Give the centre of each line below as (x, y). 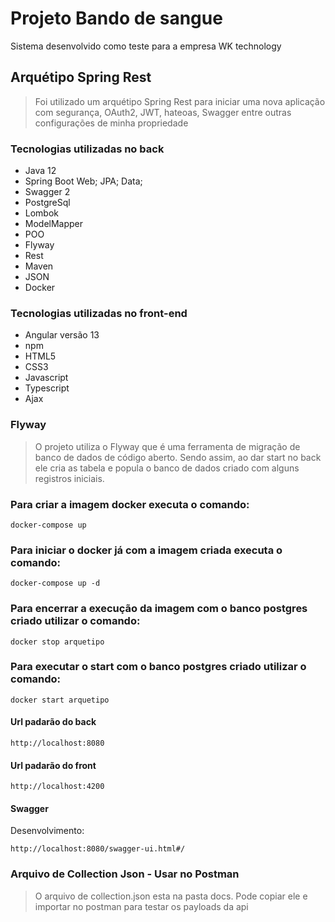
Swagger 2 (47, 192)
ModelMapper (54, 224)
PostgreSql (47, 203)
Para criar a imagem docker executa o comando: (130, 504)
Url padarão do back (53, 722)
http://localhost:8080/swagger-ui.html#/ (98, 849)
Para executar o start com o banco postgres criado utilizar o (158, 667)
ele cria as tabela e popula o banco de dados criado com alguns (167, 468)
